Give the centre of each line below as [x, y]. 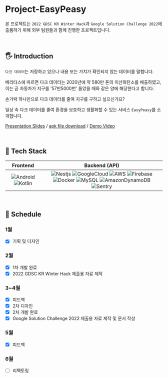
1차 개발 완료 [25, 267]
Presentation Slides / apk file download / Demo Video [60, 125]
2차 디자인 [22, 306]
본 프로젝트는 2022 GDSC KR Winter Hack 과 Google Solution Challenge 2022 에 [84, 23]
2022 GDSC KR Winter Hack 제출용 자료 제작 [57, 273]
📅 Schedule [23, 214]
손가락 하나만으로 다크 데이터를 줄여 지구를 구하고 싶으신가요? [65, 99]
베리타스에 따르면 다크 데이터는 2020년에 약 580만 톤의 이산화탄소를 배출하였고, [83, 82]
